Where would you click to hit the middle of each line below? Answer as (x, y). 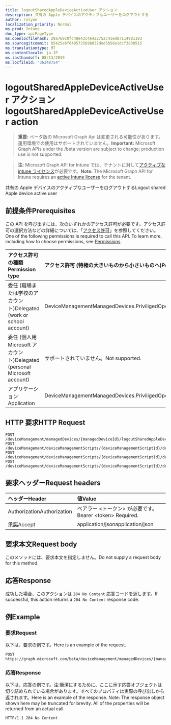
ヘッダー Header (27, 499)
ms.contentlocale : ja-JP (32, 53)
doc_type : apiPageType (29, 34)
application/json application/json (115, 524)
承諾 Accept (22, 524)
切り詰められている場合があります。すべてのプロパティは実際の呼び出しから (85, 691)
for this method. (22, 563)
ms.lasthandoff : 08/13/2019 (35, 57)
